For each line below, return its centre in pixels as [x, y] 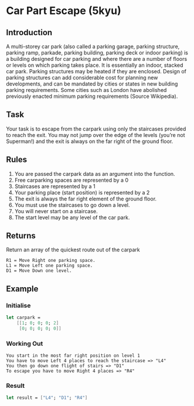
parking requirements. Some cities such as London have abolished [86, 90]
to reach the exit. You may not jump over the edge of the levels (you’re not [96, 135]
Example [22, 289]
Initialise [18, 305]
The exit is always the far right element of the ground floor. [86, 199]
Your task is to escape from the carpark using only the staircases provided [96, 129]
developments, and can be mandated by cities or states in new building [92, 84]
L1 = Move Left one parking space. [50, 266]
